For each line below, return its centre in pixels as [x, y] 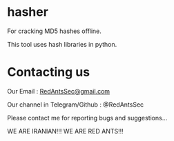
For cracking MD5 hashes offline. [55, 31]
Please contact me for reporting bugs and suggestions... [87, 118]
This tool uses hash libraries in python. [62, 44]
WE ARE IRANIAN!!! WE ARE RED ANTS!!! [66, 131]
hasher [28, 12]
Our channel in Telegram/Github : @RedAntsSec [76, 105]
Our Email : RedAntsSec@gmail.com [59, 91]
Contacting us [49, 72]
